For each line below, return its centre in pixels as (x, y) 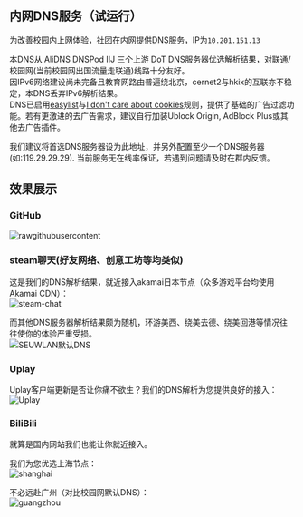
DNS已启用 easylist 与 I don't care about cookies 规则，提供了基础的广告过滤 (148, 104)
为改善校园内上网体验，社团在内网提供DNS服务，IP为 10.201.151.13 (135, 40)
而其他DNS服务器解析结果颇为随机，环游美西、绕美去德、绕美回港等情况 (145, 322)
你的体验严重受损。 (61, 333)
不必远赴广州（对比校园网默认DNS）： (79, 493)
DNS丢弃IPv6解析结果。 (77, 93)
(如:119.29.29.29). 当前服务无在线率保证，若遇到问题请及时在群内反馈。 (142, 158)
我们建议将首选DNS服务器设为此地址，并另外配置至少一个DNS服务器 (137, 146)
